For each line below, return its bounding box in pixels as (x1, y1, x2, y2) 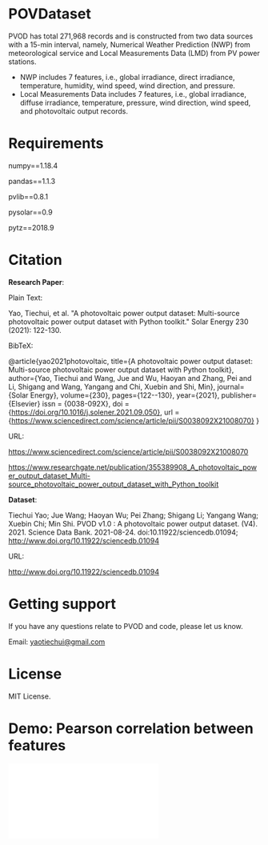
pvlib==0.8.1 (8, 191, 49, 201)
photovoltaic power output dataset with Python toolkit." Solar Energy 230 (8, 317, 250, 326)
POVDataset (8, 5, 92, 23)
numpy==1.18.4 (8, 161, 58, 170)
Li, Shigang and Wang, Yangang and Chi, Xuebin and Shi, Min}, (8, 382, 216, 391)
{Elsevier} (8, 398, 41, 408)
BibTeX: (8, 341, 34, 350)
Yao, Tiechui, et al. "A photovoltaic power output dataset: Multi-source (8, 308, 240, 318)
